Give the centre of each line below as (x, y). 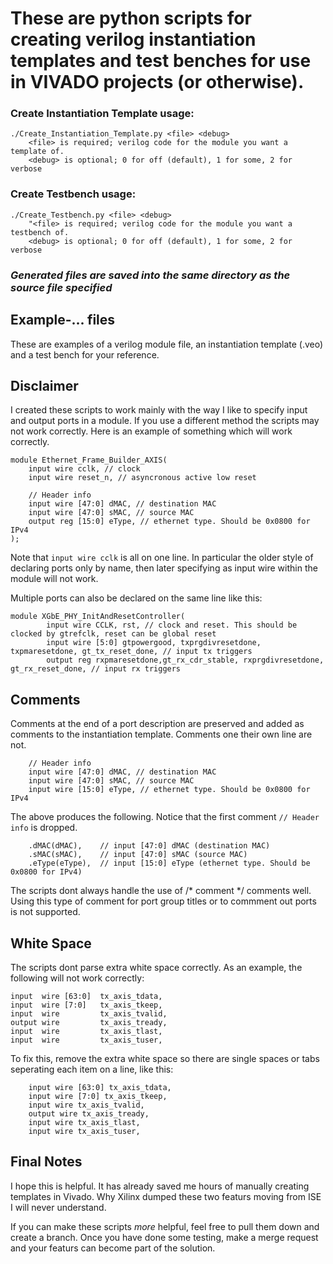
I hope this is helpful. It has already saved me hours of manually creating (160, 1186)
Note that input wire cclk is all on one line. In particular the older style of (162, 558)
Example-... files (63, 320)
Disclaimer (44, 385)
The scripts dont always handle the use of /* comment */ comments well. (161, 891)
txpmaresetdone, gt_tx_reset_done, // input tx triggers (131, 652)
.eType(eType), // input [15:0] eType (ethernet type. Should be (169, 863)
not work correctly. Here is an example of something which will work (151, 431)
